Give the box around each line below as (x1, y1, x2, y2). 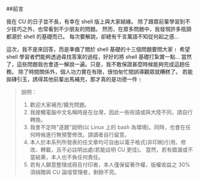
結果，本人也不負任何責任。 (35, 153, 104, 161)
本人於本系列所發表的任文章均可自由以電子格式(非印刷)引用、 (29, 138, 181, 146)
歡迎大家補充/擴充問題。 (29, 101, 90, 108)
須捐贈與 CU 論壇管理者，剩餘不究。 (29, 168, 120, 176)
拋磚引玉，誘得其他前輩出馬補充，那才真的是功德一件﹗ (6, 76, 143, 83)
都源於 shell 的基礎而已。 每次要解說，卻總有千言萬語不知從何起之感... (6, 33, 179, 40)
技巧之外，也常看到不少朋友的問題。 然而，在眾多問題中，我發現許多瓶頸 (11, 26, 192, 32)
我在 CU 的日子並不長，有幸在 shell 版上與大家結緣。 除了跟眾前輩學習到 (6, 18, 185, 25)
